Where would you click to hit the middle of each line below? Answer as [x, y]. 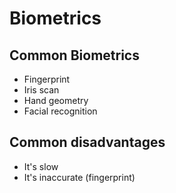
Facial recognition [60, 111]
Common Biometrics [74, 55]
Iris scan [41, 90]
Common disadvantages [87, 142]
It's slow [41, 166]
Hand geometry [56, 100]
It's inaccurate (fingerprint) [79, 177]
